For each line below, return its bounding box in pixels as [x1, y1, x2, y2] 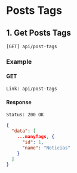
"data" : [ [11, 128, 36, 134]
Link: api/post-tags [6, 86, 58, 92]
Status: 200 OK [6, 112, 44, 118]
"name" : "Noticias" [21, 145, 70, 151]
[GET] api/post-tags [6, 43, 58, 49]
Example [6, 57, 32, 66]
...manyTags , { [17, 134, 55, 140]
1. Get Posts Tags [6, 28, 72, 38]
